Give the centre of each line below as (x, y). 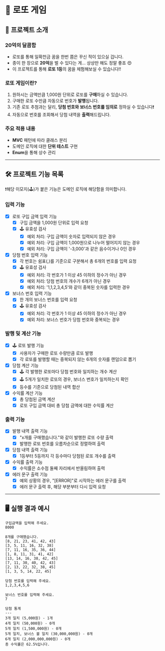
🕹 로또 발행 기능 (28, 345)
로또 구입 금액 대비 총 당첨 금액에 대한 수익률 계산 (67, 406)
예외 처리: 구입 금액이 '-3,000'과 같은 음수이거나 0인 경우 (82, 249)
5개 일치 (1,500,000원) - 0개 (33, 628)
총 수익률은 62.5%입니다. (27, 644)
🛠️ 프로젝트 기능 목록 (34, 174)
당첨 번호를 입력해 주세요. (28, 581)
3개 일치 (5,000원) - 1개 (29, 618)
